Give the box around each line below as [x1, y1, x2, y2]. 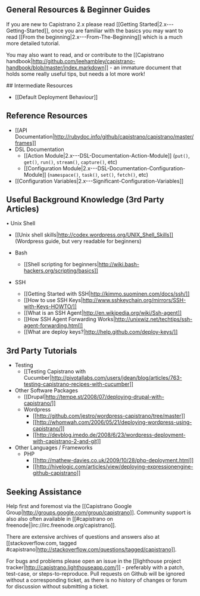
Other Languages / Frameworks [14, 444, 93, 451]
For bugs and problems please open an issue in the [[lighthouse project [6, 558, 182, 565]
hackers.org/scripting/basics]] [23, 267, 98, 274]
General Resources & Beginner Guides [6, 5, 151, 15]
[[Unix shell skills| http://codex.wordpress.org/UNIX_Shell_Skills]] [14, 231, 174, 238]
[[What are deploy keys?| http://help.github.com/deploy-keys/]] [23, 328, 178, 336]
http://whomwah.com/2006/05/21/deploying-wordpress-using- [36, 419, 192, 426]
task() [81, 172, 98, 178]
